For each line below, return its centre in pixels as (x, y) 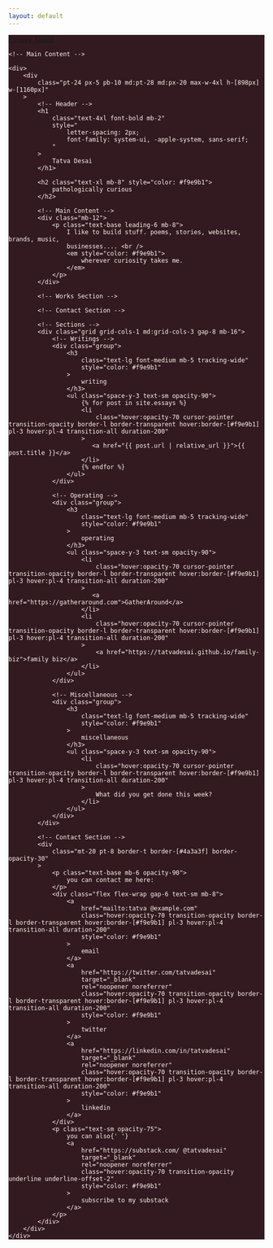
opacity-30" (28, 858)
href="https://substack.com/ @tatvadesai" (154, 1150)
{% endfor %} (103, 467)
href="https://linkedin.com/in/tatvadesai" (156, 1050)
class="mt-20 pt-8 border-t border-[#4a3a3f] (130, 851)
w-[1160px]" (28, 89)
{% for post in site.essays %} (134, 403)
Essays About (31, 39)
